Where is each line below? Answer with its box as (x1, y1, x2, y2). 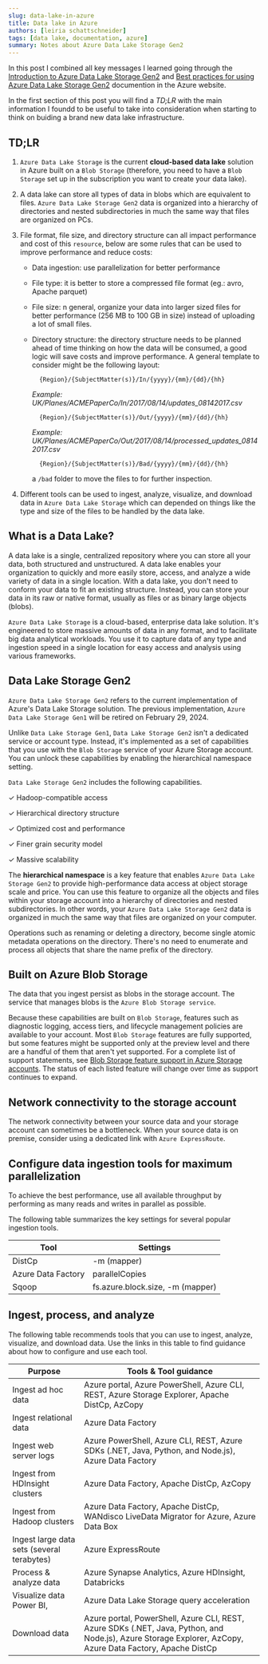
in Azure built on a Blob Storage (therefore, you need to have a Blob (19, 165, 242, 175)
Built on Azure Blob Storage (8, 968, 148, 981)
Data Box (83, 1520, 118, 1531)
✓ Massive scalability (8, 854, 79, 864)
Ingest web (12, 1440, 54, 1451)
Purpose (27, 1365, 61, 1377)
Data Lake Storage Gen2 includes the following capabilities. (8, 777, 203, 786)
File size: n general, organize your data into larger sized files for (31, 302, 242, 311)
